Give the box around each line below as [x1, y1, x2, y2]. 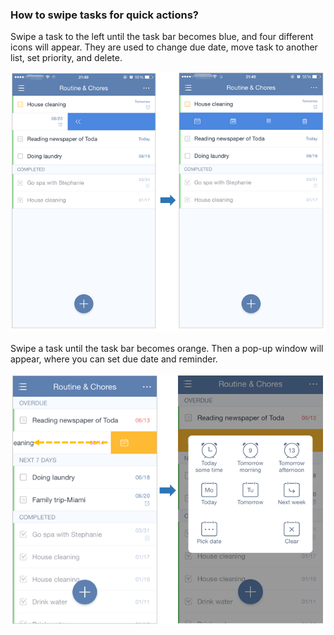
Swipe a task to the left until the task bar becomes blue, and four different [10, 31, 314, 43]
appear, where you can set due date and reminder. [10, 353, 218, 365]
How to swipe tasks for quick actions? [10, 8, 199, 22]
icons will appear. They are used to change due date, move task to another [10, 41, 318, 53]
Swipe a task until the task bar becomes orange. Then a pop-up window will [10, 343, 324, 355]
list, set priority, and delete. [10, 52, 123, 64]
